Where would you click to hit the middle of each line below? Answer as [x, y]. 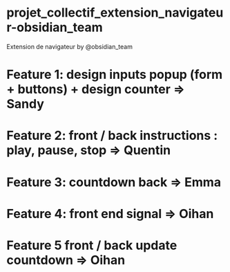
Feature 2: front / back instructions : [112, 136]
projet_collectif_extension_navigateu [115, 13]
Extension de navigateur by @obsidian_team [69, 46]
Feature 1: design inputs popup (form [115, 75]
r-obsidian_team [55, 27]
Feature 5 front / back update [92, 245]
